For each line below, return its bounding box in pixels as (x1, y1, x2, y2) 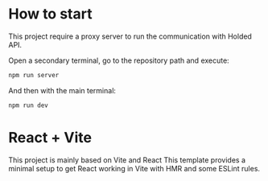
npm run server (8, 71, 60, 79)
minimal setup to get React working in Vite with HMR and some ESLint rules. (8, 163, 260, 173)
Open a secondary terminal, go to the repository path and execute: (8, 56, 229, 65)
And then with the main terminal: (8, 85, 117, 95)
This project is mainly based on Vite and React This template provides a (8, 154, 246, 165)
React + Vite (8, 128, 93, 146)
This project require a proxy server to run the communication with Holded (8, 31, 252, 41)
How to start (8, 5, 93, 23)
